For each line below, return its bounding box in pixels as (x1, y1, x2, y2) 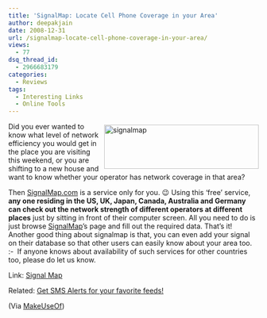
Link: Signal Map (8, 270, 63, 280)
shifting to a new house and (8, 164, 99, 174)
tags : (8, 85, 26, 94)
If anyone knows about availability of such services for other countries (17, 247, 248, 256)
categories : (8, 71, 48, 79)
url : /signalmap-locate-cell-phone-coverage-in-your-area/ (8, 33, 208, 42)
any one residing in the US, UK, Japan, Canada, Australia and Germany (8, 196, 246, 206)
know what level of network (8, 130, 99, 140)
